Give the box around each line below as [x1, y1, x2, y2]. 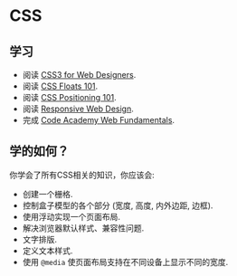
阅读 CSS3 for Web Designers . [22, 70, 137, 80]
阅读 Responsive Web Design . [22, 103, 134, 114]
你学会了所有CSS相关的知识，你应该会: [9, 169, 156, 180]
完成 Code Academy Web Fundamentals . [22, 115, 175, 125]
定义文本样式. [22, 245, 73, 256]
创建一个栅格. [22, 188, 73, 199]
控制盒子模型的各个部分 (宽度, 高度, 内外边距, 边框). [22, 200, 213, 211]
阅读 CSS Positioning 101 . [22, 92, 117, 102]
